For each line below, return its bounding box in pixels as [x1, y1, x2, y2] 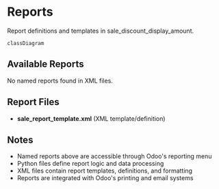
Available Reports [7, 59, 84, 70]
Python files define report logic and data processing [16, 160, 164, 168]
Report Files [7, 96, 60, 108]
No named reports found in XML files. [7, 76, 113, 85]
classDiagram [7, 40, 44, 46]
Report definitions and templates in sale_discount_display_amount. [7, 27, 194, 35]
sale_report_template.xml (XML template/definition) [16, 114, 166, 123]
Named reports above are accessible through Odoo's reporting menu [16, 152, 212, 160]
